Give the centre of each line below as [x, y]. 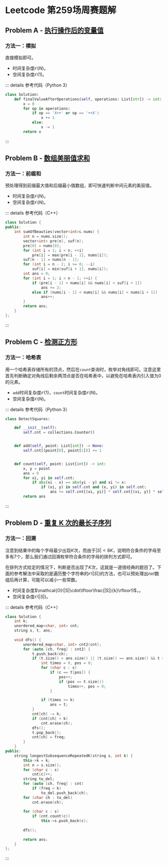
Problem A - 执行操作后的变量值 [54, 30]
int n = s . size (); [42, 765]
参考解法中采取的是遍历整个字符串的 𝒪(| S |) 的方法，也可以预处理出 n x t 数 [86, 573]
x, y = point [37, 468]
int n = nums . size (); [46, 236]
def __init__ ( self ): [35, 428]
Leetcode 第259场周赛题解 [61, 10]
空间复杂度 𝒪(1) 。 [29, 74]
